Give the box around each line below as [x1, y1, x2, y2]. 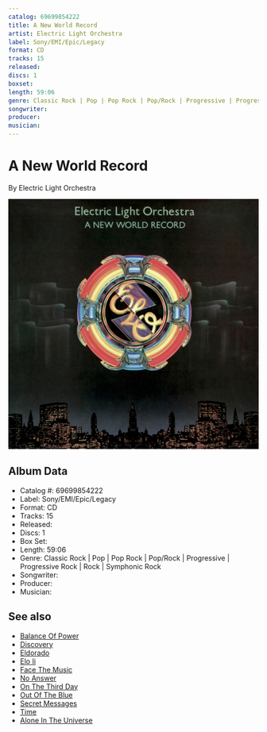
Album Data [8, 464, 68, 478]
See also [8, 610, 52, 623]
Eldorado [19, 648, 50, 657]
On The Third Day [19, 681, 79, 691]
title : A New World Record [8, 21, 98, 29]
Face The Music [19, 665, 73, 674]
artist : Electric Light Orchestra [8, 29, 123, 37]
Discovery [19, 639, 53, 649]
